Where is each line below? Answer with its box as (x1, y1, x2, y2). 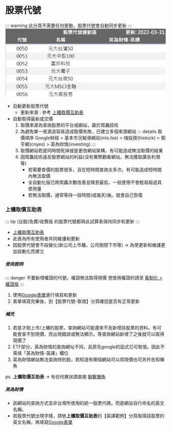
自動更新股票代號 (12, 103, 49, 109)
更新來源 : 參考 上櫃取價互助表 (20, 109, 84, 116)
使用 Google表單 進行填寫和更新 (12, 292, 77, 298)
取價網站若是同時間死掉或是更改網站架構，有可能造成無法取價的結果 (20, 148, 163, 154)
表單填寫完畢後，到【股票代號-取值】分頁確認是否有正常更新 (12, 298, 140, 304)
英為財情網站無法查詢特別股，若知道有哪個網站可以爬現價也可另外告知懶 (12, 357, 164, 363)
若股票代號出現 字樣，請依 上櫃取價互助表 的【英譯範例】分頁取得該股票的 (12, 413, 164, 419)
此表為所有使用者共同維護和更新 (12, 236, 80, 242)
